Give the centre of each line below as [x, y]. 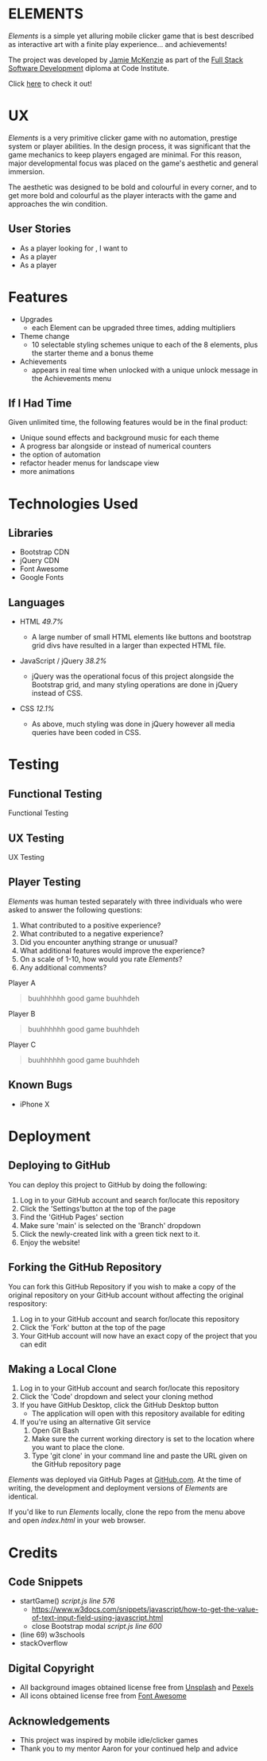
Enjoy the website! [50, 1242]
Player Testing [44, 882]
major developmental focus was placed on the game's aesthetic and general [133, 163]
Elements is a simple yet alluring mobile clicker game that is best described [131, 36]
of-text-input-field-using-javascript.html [97, 1618]
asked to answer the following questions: [75, 910]
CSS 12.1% [37, 709]
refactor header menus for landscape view [89, 463]
